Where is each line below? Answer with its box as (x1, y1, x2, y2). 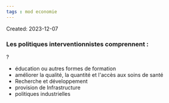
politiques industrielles (14, 90, 70, 97)
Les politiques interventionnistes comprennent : (6, 40, 149, 48)
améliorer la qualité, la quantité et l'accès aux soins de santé (14, 71, 164, 78)
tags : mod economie (6, 8, 58, 15)
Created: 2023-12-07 (6, 25, 59, 32)
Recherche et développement (14, 77, 88, 85)
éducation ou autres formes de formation (14, 65, 116, 72)
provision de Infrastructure (14, 84, 81, 91)
